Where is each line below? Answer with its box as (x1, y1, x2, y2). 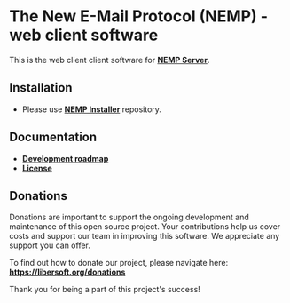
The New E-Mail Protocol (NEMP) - (9, 6, 269, 27)
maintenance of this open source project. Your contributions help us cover (9, 221, 281, 232)
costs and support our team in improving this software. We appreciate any (9, 231, 280, 242)
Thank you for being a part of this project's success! (9, 284, 201, 295)
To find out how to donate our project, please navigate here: (9, 258, 229, 268)
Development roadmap (21, 153, 109, 163)
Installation (9, 80, 73, 95)
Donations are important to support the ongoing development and (9, 211, 250, 223)
